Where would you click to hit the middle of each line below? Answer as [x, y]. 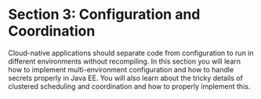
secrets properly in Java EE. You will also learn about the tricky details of [125, 78]
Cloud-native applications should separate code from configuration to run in [131, 53]
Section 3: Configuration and [104, 15]
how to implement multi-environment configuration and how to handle [121, 69]
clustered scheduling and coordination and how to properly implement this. [129, 86]
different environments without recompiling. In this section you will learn [125, 61]
